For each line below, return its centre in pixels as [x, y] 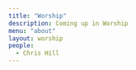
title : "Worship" [38, 16]
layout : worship [36, 38]
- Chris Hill [38, 53]
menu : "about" [32, 31]
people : [21, 46]
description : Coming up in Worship [68, 23]
